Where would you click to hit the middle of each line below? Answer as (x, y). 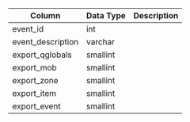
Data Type (106, 15)
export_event (36, 106)
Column (46, 15)
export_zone (35, 80)
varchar (100, 42)
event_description (46, 42)
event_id (28, 29)
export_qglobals (42, 55)
